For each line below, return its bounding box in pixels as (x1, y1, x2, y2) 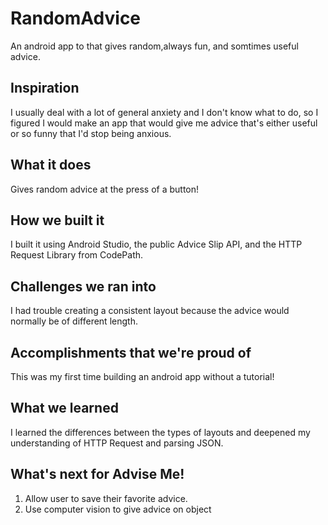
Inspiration (10, 80, 80, 97)
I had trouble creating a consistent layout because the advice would (10, 305, 290, 317)
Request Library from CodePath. (10, 249, 144, 261)
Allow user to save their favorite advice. (24, 492, 188, 504)
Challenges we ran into (10, 278, 157, 295)
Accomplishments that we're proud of (10, 344, 252, 361)
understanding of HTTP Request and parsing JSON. (10, 437, 224, 449)
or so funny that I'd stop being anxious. (10, 127, 172, 139)
